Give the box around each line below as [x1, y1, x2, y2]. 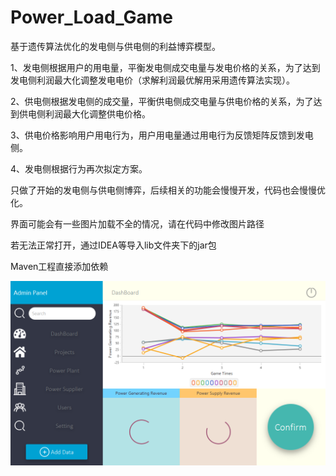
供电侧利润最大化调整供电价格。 [18, 107, 151, 120]
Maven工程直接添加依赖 [10, 260, 109, 272]
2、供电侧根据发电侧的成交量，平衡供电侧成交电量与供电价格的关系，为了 [10, 95, 314, 107]
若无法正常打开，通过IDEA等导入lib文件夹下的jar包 [10, 239, 217, 251]
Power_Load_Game [10, 6, 173, 29]
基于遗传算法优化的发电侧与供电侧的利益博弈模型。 [10, 40, 221, 52]
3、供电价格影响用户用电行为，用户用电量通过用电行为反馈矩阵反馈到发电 [10, 129, 314, 141]
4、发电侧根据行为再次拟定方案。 [10, 162, 148, 175]
